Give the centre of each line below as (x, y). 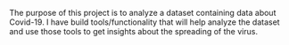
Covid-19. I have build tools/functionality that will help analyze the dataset (144, 22)
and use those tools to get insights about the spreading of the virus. (134, 31)
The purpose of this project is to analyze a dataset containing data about (143, 13)
